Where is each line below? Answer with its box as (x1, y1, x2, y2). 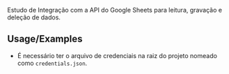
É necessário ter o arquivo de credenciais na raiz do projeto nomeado (17, 51, 218, 59)
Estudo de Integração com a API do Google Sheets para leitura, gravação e (7, 6, 223, 14)
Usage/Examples (7, 33, 83, 45)
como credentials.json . (17, 59, 88, 67)
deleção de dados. (7, 13, 61, 21)
